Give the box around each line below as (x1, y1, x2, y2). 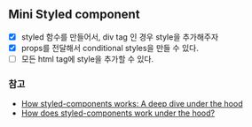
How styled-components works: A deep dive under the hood (20, 99, 243, 109)
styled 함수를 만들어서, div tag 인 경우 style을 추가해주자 (20, 31, 219, 42)
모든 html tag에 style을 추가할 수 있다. (20, 53, 154, 64)
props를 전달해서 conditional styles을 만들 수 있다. (20, 42, 199, 53)
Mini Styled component (8, 7, 140, 22)
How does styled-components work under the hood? (20, 108, 215, 118)
